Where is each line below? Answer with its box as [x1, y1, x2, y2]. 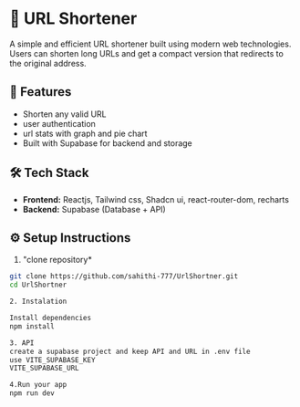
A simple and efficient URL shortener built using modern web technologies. [9, 38, 292, 49]
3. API [9, 338, 35, 348]
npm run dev [9, 389, 55, 398]
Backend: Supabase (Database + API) [22, 203, 166, 214]
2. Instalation [9, 297, 67, 307]
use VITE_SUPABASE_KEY [9, 355, 96, 364]
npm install [9, 321, 55, 331]
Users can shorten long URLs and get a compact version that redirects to [9, 47, 284, 58]
